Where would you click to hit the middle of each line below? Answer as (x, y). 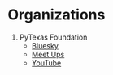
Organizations (57, 15)
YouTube (46, 63)
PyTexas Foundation (53, 37)
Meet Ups (48, 54)
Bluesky (45, 45)
